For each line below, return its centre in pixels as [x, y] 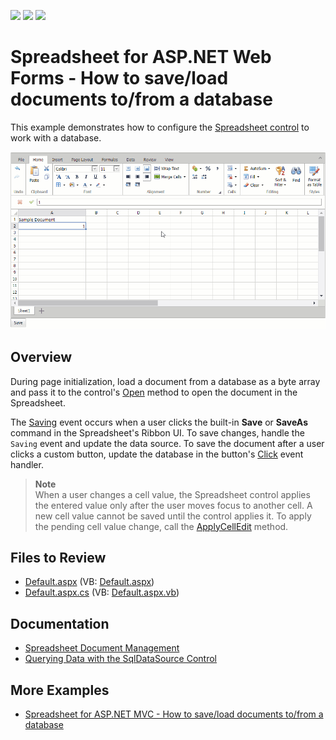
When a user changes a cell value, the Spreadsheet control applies [172, 494]
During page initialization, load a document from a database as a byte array [165, 381]
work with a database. [56, 137]
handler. [27, 464]
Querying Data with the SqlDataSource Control [121, 659]
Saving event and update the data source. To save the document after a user [167, 443]
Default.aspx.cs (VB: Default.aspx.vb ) [102, 592]
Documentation [60, 623]
